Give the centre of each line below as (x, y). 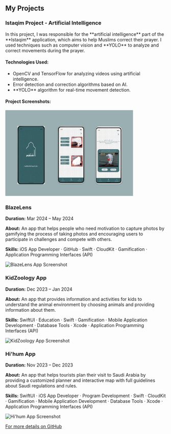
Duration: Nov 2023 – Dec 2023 (39, 365)
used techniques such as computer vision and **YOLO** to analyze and (82, 45)
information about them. (31, 310)
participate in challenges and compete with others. (59, 240)
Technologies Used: (27, 62)
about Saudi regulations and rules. (41, 385)
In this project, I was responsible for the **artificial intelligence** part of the (85, 34)
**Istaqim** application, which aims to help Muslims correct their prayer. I (83, 39)
